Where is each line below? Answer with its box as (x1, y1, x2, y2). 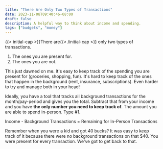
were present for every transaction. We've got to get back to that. (5, 138, 137, 145)
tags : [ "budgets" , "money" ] (5, 25, 63, 30)
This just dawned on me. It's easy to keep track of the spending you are (5, 68, 150, 74)
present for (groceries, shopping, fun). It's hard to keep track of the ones (5, 74, 152, 79)
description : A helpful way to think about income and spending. (5, 21, 141, 26)
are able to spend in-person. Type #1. (5, 109, 81, 115)
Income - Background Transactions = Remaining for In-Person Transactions (5, 119, 158, 124)
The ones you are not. (12, 59, 57, 65)
